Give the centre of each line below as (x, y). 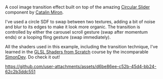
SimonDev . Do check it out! (33, 57)
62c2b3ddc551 (20, 72)
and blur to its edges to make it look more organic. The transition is (73, 27)
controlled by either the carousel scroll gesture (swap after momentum (77, 32)
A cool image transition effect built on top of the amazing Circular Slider (78, 7)
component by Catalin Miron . (34, 12)
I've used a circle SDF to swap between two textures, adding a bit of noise (80, 22)
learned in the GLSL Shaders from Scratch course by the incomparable (77, 52)
